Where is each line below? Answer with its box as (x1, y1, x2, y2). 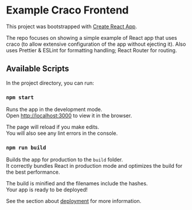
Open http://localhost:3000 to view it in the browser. (6, 112, 132, 119)
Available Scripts (6, 64, 69, 74)
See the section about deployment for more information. (6, 198, 142, 205)
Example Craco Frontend (6, 4, 129, 17)
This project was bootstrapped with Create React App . (6, 23, 138, 30)
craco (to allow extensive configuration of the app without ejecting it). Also (6, 40, 186, 48)
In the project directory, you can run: (6, 79, 94, 86)
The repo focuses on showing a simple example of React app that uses (6, 34, 177, 41)
